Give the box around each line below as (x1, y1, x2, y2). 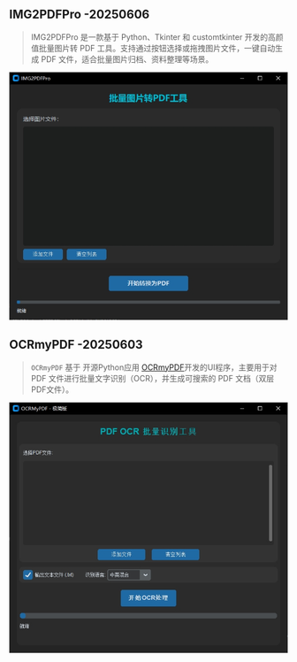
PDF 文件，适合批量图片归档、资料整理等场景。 (41, 53, 214, 65)
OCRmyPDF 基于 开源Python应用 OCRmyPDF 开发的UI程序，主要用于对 (30, 362, 278, 373)
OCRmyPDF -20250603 (9, 337, 143, 352)
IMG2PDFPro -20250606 (9, 7, 150, 22)
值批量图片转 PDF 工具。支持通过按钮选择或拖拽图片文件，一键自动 (30, 42, 276, 53)
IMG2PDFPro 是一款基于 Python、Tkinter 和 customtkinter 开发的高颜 (30, 31, 284, 42)
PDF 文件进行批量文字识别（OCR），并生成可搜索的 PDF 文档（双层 (30, 373, 275, 383)
